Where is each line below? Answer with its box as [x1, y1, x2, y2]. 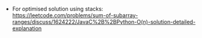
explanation [12, 25, 42, 32]
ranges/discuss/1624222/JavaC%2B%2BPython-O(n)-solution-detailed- [12, 18, 196, 25]
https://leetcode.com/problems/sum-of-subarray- [12, 12, 138, 19]
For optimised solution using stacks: [12, 6, 103, 12]
